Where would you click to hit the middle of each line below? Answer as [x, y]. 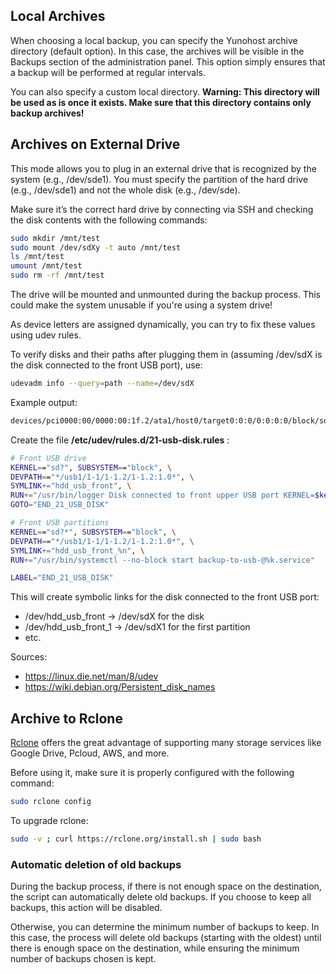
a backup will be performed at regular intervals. [108, 72]
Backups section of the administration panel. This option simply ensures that [168, 61]
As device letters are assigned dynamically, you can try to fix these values [163, 324]
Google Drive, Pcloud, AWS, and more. [90, 753]
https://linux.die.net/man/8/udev [91, 676]
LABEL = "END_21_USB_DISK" [62, 578]
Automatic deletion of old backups [96, 864]
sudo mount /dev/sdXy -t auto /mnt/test [96, 247]
